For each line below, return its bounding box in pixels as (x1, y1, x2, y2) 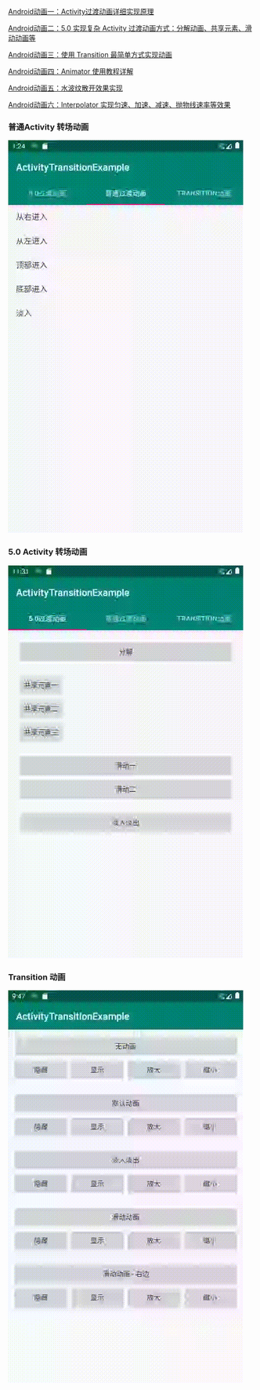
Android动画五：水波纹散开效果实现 (8, 83, 123, 93)
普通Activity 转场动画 (8, 121, 89, 132)
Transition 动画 (8, 972, 66, 983)
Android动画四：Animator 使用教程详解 (8, 67, 134, 76)
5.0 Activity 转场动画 (8, 546, 88, 557)
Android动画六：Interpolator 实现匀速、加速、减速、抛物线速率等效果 (8, 100, 231, 109)
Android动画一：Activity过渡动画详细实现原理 (8, 7, 154, 16)
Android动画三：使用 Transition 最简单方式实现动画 (8, 50, 172, 59)
